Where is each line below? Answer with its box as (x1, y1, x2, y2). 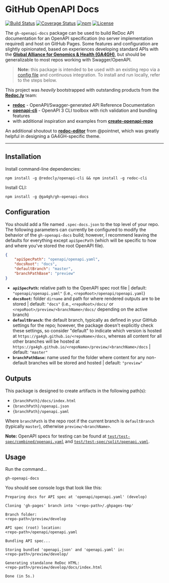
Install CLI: (5, 184, 27, 190)
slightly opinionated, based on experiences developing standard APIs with (5, 46, 159, 52)
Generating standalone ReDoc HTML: (5, 560, 80, 566)
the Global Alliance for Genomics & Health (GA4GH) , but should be (5, 51, 146, 57)
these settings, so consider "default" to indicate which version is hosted (12, 327, 162, 333)
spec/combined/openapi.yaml (5, 439, 64, 444)
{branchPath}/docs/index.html (12, 398, 76, 403)
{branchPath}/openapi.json (12, 404, 69, 409)
